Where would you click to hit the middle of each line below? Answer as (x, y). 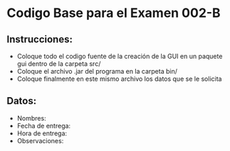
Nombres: (32, 118)
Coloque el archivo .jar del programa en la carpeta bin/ (97, 71)
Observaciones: (40, 140)
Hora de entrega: (42, 133)
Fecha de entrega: (44, 125)
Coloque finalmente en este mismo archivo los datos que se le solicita (119, 79)
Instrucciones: (40, 39)
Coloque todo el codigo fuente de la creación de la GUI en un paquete (120, 56)
